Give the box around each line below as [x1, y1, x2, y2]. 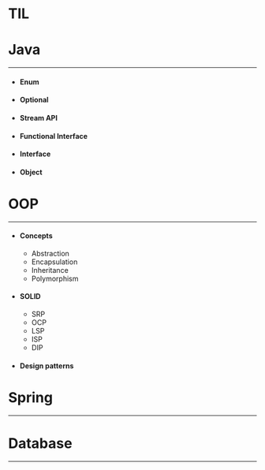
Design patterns [19, 360, 74, 371]
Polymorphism [31, 274, 79, 283]
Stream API [19, 113, 58, 122]
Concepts [19, 231, 53, 241]
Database [8, 435, 73, 452]
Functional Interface [19, 131, 88, 140]
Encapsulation [31, 257, 78, 267]
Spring [8, 388, 54, 406]
